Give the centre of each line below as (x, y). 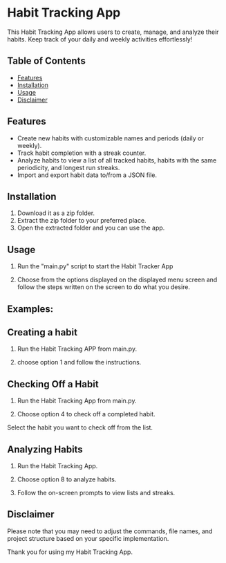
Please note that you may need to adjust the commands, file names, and (110, 531)
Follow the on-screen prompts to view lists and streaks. (96, 493)
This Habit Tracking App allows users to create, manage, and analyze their (113, 32)
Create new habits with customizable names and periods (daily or (110, 138)
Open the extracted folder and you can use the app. (91, 228)
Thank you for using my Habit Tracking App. (70, 552)
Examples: (30, 309)
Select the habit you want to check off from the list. (80, 427)
